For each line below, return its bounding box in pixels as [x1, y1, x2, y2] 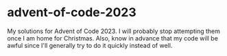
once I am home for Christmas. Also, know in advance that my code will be [7, 34, 218, 42]
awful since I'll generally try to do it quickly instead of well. [7, 41, 173, 49]
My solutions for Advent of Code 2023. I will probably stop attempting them [7, 27, 221, 35]
